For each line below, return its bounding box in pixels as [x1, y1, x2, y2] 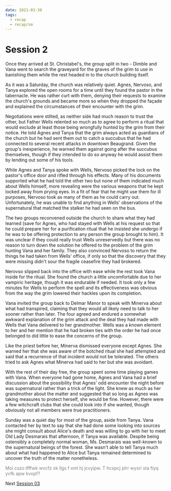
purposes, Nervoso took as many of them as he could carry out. [5, 194, 140, 200]
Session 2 [5, 44, 48, 55]
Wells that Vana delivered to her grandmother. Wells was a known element [5, 322, 162, 328]
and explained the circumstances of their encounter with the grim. [5, 104, 144, 110]
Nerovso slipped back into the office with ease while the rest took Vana [5, 269, 155, 275]
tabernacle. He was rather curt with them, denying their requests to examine [5, 93, 166, 99]
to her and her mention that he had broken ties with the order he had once [5, 328, 161, 334]
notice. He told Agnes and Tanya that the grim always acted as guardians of [5, 130, 165, 136]
